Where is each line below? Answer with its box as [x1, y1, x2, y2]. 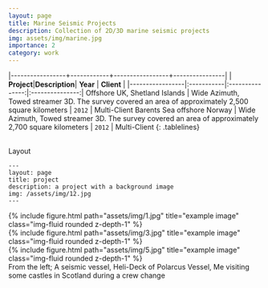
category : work [8, 49, 59, 57]
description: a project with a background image [8, 183, 174, 191]
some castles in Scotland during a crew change [8, 270, 166, 280]
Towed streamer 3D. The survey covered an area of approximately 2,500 [8, 97, 249, 106]
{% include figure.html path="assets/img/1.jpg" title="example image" [8, 211, 239, 221]
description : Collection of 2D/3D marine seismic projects [8, 26, 210, 34]
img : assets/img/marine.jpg [8, 34, 103, 43]
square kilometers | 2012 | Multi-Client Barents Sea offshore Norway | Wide [8, 105, 256, 115]
